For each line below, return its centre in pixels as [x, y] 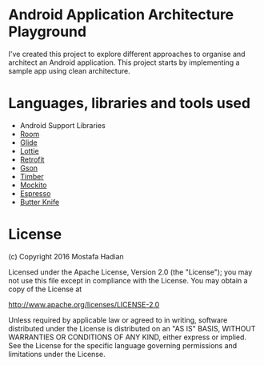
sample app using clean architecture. [69, 70]
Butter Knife [40, 202]
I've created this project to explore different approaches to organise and [127, 54]
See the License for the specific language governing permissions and [123, 345]
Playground [47, 32]
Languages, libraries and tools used [129, 104]
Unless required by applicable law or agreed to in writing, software [118, 320]
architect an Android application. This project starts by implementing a [124, 62]
